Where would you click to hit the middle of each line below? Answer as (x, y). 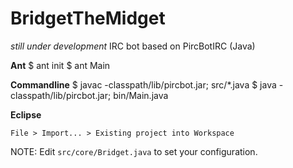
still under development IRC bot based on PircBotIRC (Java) (133, 46)
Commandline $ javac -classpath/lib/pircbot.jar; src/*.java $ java (143, 84)
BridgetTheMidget (88, 18)
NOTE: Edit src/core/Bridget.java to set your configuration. (134, 151)
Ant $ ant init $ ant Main (60, 65)
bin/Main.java (141, 95)
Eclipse (26, 114)
